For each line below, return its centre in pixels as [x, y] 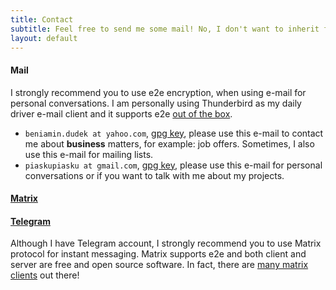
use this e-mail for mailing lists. [89, 154]
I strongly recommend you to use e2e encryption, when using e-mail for [158, 92]
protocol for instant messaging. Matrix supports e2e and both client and [158, 254]
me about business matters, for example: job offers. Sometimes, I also [169, 143]
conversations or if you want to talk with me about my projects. [154, 175]
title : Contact [42, 19]
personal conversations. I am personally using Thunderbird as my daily [156, 103]
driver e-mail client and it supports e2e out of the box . [121, 113]
